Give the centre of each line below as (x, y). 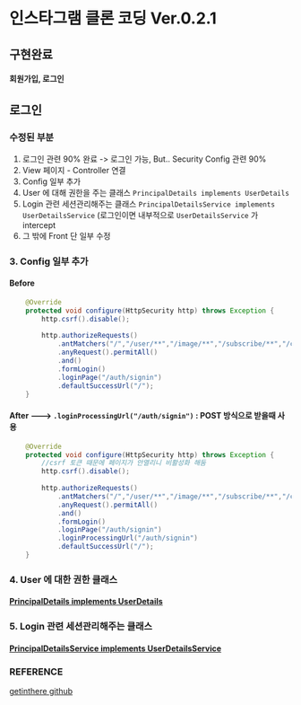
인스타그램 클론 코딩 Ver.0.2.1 (113, 18)
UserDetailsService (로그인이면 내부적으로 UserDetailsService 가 (140, 215)
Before (22, 283)
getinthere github (41, 692)
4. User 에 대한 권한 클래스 (64, 579)
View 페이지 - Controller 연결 (74, 170)
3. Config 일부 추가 (49, 261)
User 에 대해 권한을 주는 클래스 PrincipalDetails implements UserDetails (155, 192)
